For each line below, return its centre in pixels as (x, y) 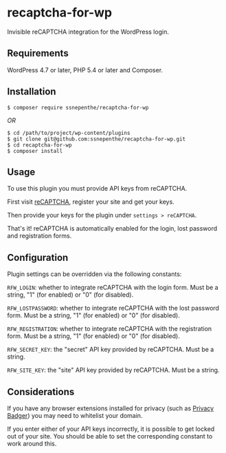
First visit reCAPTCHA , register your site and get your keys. (91, 202)
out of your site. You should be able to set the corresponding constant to (110, 436)
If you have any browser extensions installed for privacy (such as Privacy (111, 408)
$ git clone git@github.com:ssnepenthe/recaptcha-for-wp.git (97, 139)
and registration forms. (39, 236)
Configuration (38, 257)
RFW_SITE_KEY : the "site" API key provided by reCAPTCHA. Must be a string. (113, 370)
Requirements (38, 53)
